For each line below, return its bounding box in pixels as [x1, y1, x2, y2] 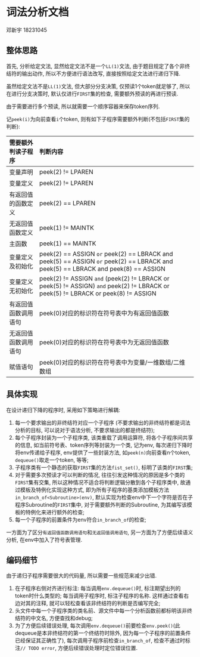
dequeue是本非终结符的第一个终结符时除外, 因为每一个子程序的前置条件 [14, 630, 191, 637]
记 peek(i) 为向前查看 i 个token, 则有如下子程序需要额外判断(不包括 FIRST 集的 [6, 115, 190, 122]
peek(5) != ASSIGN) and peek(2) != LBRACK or [39, 282, 170, 290]
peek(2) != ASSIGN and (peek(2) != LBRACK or [39, 274, 170, 282]
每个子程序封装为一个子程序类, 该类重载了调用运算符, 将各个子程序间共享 [14, 434, 193, 441]
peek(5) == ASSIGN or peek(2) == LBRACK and [39, 257, 174, 266]
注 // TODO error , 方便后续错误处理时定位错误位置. [14, 644, 138, 652]
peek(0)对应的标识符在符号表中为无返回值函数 [39, 338, 170, 346]
